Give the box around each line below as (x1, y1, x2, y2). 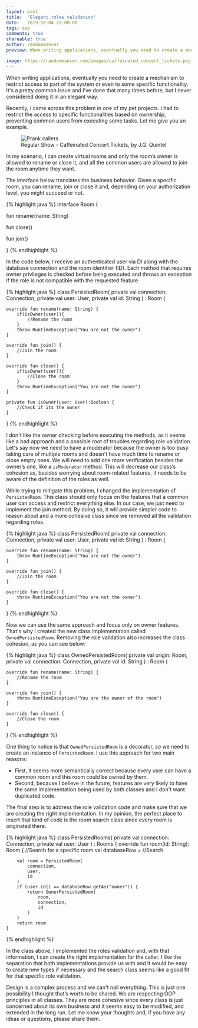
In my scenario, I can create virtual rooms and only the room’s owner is (6, 152, 178, 160)
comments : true (6, 31, 44, 37)
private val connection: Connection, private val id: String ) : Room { (6, 658, 168, 665)
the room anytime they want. (6, 165, 76, 172)
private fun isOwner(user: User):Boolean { (6, 399, 115, 405)
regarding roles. (6, 518, 45, 526)
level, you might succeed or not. (6, 189, 84, 196)
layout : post (6, 8, 38, 15)
